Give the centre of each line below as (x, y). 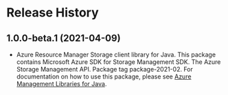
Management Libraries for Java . (61, 84)
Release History (53, 13)
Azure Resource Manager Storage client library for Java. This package (116, 54)
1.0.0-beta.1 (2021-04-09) (64, 38)
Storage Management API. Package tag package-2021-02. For (105, 69)
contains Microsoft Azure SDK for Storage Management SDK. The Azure (118, 62)
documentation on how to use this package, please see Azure (104, 76)
